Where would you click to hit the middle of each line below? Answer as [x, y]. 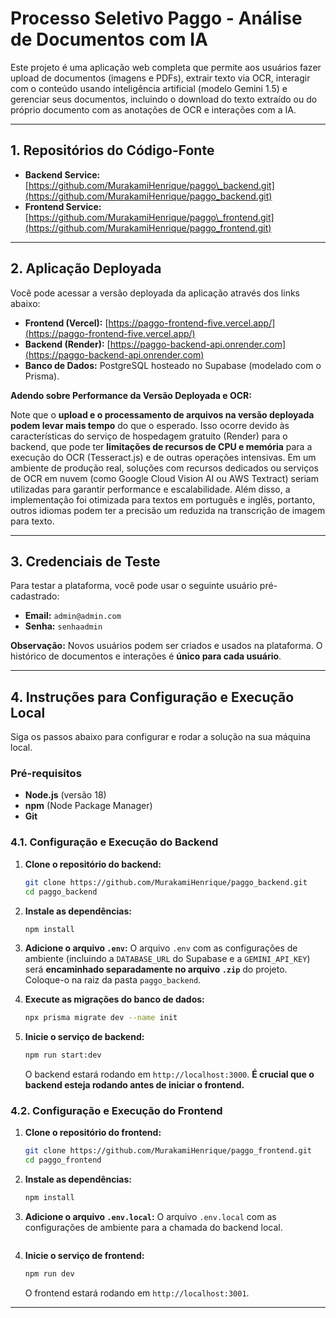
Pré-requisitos [46, 774]
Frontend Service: [63, 206]
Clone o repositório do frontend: [93, 1133]
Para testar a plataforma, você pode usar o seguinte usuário [134, 586]
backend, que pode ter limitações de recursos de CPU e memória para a [161, 446]
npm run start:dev [63, 1055]
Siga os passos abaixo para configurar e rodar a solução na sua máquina [160, 737]
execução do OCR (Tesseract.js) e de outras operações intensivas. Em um [163, 457]
